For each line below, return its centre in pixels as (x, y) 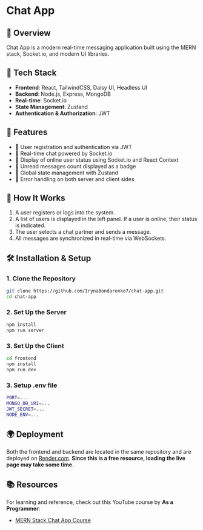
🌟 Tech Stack (32, 73)
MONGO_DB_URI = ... (28, 403)
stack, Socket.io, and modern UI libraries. (58, 54)
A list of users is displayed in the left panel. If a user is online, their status (106, 219)
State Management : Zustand (51, 107)
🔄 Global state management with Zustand (67, 173)
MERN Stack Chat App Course (53, 520)
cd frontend (21, 359)
